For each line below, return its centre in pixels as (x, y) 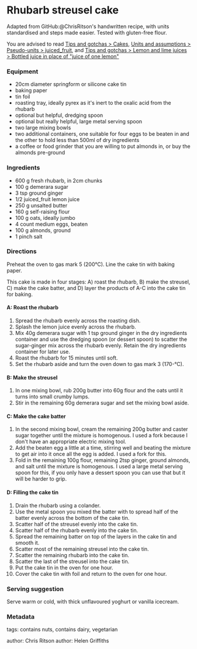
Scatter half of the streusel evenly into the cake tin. (76, 524)
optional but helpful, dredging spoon (59, 115)
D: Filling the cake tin (33, 492)
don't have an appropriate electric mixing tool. (70, 441)
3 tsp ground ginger (39, 193)
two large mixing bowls (43, 128)
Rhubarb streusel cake (63, 10)
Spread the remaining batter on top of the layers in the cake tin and (96, 536)
